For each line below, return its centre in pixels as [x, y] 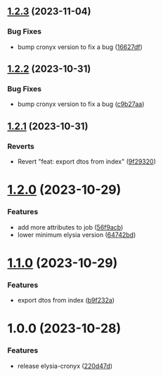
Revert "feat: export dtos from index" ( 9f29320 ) [86, 161]
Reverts [21, 146]
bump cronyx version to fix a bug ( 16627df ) [80, 47]
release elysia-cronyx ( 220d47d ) [65, 366]
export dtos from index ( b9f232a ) [66, 300]
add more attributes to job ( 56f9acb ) [70, 227]
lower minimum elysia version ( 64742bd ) [77, 234]
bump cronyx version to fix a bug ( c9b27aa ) [81, 104]
